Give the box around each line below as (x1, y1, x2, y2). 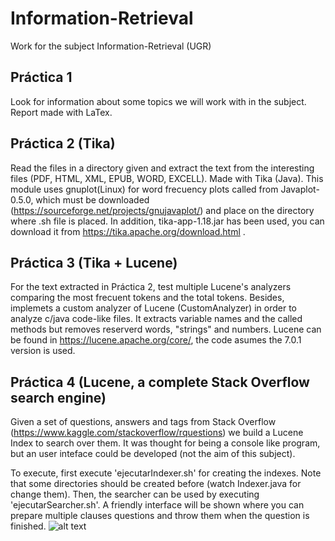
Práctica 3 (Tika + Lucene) (10, 254, 178, 271)
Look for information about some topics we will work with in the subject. (10, 95, 307, 107)
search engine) (10, 389, 107, 406)
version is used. (10, 345, 76, 357)
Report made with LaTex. (10, 106, 113, 118)
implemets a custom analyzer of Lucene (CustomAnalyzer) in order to (10, 302, 297, 314)
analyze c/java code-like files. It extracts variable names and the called (10, 313, 303, 325)
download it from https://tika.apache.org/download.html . (10, 225, 246, 237)
